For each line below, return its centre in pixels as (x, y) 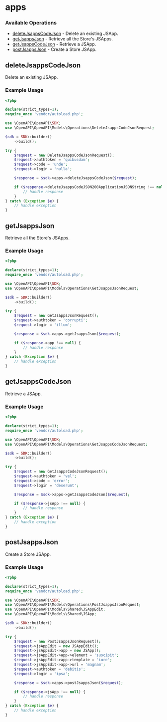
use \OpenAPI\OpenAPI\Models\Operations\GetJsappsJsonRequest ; (72, 288)
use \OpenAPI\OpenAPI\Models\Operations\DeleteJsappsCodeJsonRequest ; (80, 128)
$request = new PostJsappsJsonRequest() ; (57, 641)
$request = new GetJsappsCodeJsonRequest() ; (61, 472)
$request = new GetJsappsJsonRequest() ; (56, 316)
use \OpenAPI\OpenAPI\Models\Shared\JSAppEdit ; (55, 609)
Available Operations (31, 23)
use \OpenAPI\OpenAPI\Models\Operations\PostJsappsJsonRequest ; (73, 605)
